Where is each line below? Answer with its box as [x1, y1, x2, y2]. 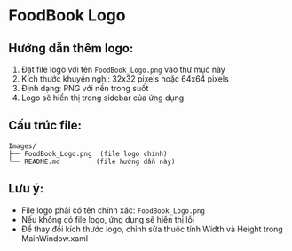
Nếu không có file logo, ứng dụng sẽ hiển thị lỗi [20, 214, 195, 224]
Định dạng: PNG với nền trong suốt [20, 83, 149, 93]
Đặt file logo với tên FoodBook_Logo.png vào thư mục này [20, 64, 225, 75]
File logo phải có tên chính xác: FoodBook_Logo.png [20, 205, 206, 216]
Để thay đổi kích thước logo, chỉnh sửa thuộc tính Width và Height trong [20, 224, 283, 234]
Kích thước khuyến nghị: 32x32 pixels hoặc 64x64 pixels [20, 74, 230, 84]
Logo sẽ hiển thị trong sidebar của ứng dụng [20, 92, 185, 103]
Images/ [8, 141, 37, 151]
